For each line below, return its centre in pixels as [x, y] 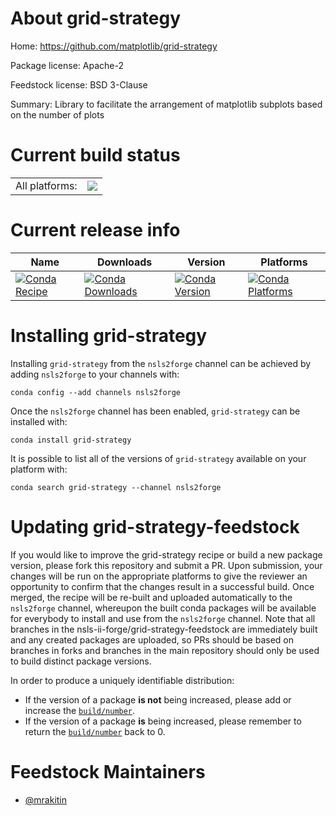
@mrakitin [46, 799]
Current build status [95, 155]
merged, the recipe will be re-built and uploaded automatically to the [151, 597]
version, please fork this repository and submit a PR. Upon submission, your [166, 565]
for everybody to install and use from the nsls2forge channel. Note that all [163, 618]
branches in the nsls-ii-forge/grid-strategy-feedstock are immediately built [164, 629]
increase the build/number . [80, 710]
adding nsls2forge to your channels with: [95, 374]
